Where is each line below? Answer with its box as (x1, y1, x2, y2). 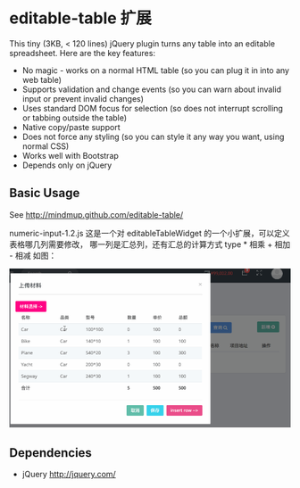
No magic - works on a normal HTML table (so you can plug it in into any (21, 64, 290, 76)
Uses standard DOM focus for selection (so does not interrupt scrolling (21, 103, 284, 113)
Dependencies (9, 445, 92, 460)
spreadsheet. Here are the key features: (9, 47, 156, 58)
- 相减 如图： (9, 250, 57, 261)
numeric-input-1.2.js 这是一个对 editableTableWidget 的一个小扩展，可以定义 (9, 227, 290, 238)
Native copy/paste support (21, 121, 121, 132)
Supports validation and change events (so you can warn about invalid (21, 84, 282, 95)
